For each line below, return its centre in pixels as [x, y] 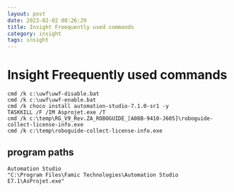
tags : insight [28, 40]
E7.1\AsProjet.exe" [36, 181]
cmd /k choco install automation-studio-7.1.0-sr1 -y [88, 107]
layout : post [27, 14]
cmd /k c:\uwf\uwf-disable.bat [53, 94]
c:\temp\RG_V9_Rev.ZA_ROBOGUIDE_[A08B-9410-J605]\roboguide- [121, 119]
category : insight [34, 34]
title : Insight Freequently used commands [71, 27]
